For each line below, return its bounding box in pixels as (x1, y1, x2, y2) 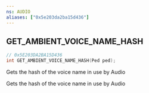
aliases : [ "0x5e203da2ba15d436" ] (6, 14, 89, 20)
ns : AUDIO (6, 8, 31, 15)
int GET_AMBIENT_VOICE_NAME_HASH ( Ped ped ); (6, 58, 116, 64)
